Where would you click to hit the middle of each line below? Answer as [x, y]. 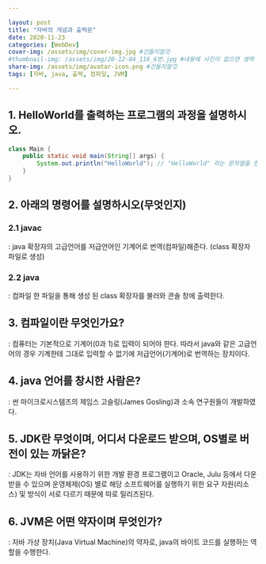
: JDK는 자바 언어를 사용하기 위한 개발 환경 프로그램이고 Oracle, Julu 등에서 [125, 474]
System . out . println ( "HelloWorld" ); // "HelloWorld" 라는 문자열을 [144, 163]
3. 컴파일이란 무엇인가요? [66, 323]
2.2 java [24, 277]
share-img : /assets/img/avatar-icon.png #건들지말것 [93, 67]
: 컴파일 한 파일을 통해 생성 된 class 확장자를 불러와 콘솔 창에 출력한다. [117, 295]
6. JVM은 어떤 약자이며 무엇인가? [85, 522]
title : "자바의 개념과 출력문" [52, 30]
